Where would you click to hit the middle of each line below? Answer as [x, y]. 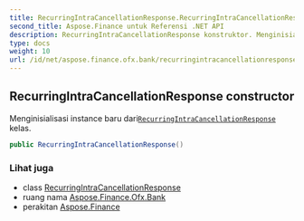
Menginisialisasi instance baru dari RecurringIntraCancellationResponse [142, 118]
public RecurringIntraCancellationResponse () [96, 144]
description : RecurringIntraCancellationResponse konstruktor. [131, 34]
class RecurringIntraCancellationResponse [101, 187]
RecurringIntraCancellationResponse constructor [152, 96]
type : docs [30, 43]
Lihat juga [32, 168]
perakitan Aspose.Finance [71, 207]
